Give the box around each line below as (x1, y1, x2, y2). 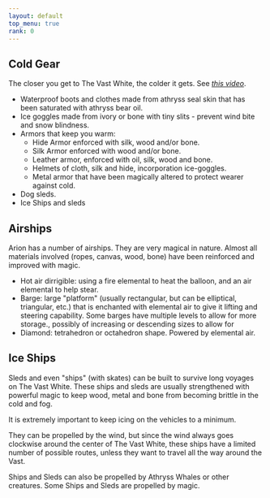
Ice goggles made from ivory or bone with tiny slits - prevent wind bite (19, 111, 255, 122)
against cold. (32, 180, 75, 191)
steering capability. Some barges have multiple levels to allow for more (19, 310, 257, 320)
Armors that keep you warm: (19, 129, 116, 139)
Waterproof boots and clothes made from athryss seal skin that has (19, 94, 246, 104)
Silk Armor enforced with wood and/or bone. (32, 146, 182, 156)
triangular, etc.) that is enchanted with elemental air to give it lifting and (19, 302, 258, 311)
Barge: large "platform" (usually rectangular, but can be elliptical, (19, 293, 238, 303)
